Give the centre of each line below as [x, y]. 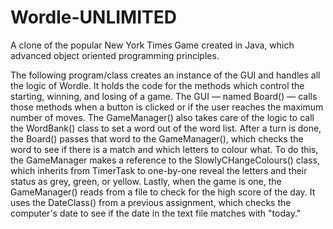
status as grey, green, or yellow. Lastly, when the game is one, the [146, 181]
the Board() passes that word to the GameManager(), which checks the [157, 138]
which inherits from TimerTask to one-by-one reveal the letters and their [159, 170]
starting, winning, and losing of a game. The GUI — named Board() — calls [164, 96]
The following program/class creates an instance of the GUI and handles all [165, 75]
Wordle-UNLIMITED [93, 17]
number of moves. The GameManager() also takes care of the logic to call [162, 117]
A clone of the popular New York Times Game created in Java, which [152, 45]
